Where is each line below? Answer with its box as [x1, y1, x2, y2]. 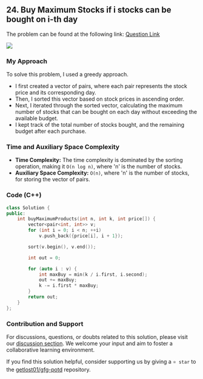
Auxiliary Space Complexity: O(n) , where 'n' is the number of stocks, [15, 169, 190, 176]
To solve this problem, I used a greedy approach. [6, 71, 129, 78]
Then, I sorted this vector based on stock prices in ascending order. [15, 95, 185, 102]
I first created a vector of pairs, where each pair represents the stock [15, 82, 188, 90]
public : [6, 210, 26, 216]
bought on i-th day [6, 15, 78, 25]
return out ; [28, 294, 59, 300]
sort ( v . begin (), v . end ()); [28, 244, 96, 250]
